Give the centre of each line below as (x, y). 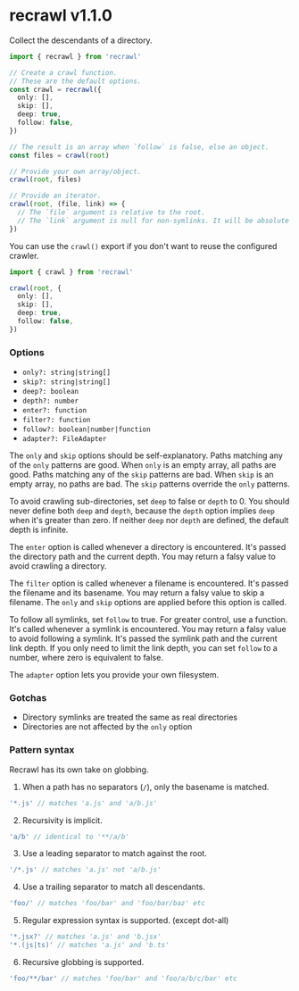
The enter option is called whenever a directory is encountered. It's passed (148, 547)
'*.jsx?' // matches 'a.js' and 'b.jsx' (86, 937)
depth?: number (50, 401)
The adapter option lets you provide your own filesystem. (114, 675)
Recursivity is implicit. (62, 820)
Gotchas (28, 698)
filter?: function (56, 421)
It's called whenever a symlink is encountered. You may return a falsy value (148, 629)
